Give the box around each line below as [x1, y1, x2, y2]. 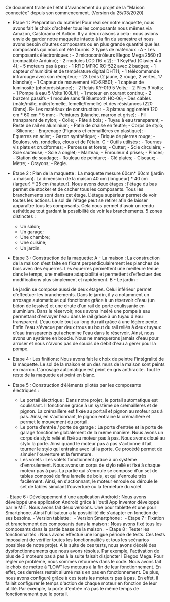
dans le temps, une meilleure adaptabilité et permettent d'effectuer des [12, 271, 161, 277]
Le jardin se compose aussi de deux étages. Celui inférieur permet [12, 286, 152, 292]
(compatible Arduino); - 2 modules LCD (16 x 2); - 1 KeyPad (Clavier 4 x [12, 58, 162, 63]
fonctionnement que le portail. [5, 591, 69, 597]
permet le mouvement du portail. [20, 419, 89, 425]
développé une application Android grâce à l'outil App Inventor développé [5, 499, 160, 505]
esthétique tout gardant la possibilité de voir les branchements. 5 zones [12, 208, 162, 214]
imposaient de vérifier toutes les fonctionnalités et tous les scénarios [5, 537, 149, 543]
